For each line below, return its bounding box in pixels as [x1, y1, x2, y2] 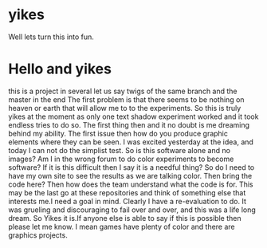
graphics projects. [8, 230, 68, 240]
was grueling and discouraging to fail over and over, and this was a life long [8, 205, 257, 215]
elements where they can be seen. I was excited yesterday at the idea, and [8, 137, 253, 147]
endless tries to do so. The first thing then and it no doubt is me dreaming [8, 120, 249, 129]
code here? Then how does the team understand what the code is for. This [8, 179, 253, 189]
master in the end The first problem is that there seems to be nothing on [8, 94, 245, 104]
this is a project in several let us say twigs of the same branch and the [8, 86, 238, 96]
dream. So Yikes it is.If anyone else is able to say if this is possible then [8, 213, 241, 222]
